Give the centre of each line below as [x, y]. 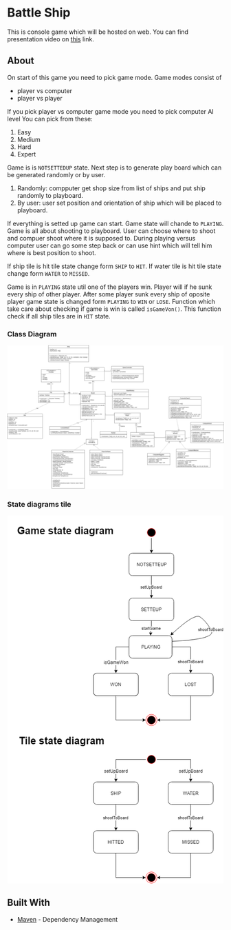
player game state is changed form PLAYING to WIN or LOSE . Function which [111, 301]
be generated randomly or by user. [56, 174]
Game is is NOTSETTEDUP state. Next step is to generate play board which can [114, 168]
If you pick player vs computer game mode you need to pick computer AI [111, 111]
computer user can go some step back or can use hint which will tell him [110, 245]
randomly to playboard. [50, 195]
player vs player [40, 98]
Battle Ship [39, 13]
